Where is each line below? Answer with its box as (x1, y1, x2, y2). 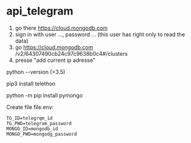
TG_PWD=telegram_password (6, 120, 72, 127)
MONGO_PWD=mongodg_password (6, 131, 78, 137)
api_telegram (6, 4, 74, 18)
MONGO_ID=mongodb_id (6, 125, 59, 131)
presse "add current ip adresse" (15, 56, 96, 64)
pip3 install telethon (6, 80, 56, 87)
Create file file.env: (6, 103, 54, 110)
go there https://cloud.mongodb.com (15, 24, 108, 32)
